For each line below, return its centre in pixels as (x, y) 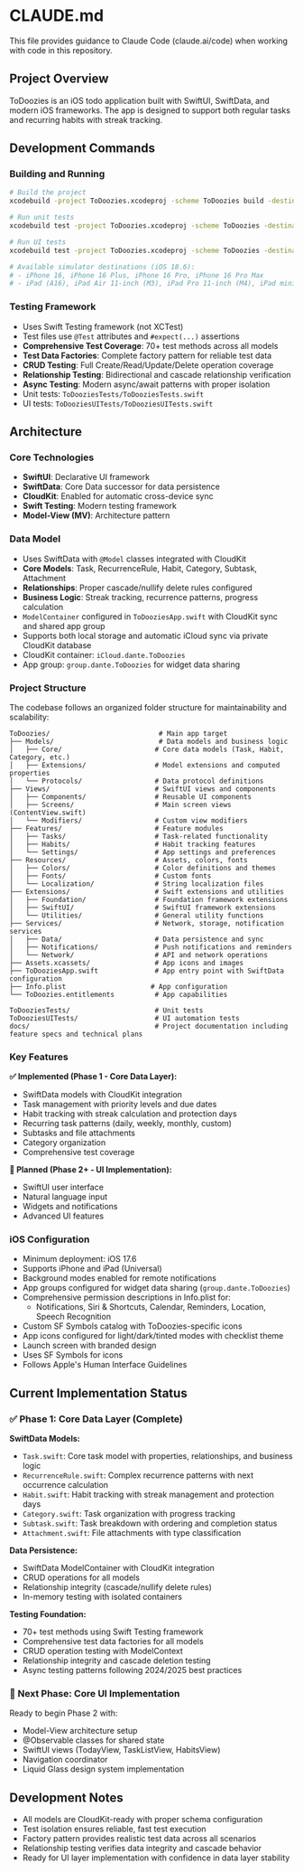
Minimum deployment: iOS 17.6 (79, 1259)
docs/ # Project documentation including (149, 1026)
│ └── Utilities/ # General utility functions (137, 915)
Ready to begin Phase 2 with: (64, 1713)
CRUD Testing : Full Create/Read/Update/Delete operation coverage (148, 365)
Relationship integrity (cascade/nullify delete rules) (117, 1587)
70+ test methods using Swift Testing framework (113, 1632)
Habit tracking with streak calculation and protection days (129, 1114)
